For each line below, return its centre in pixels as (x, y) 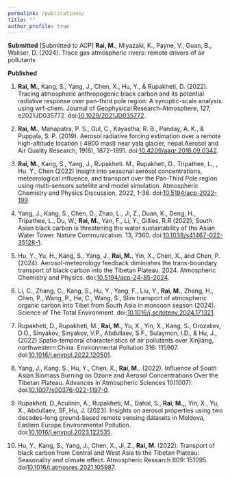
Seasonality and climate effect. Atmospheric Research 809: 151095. (113, 460)
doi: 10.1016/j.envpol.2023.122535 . (65, 432)
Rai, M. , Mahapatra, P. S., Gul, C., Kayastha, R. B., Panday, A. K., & (111, 129)
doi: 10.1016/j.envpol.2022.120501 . (65, 355)
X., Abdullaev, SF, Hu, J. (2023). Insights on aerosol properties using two (120, 410)
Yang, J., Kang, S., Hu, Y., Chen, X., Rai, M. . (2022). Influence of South (117, 368)
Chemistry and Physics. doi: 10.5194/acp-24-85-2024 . (93, 278)
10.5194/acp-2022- (190, 193)
